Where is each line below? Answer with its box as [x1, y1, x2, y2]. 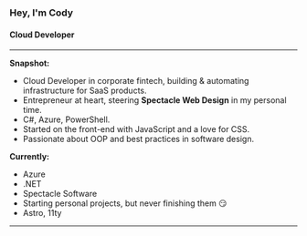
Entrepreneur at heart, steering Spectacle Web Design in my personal [22, 95, 287, 106]
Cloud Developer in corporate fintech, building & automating [22, 76, 249, 87]
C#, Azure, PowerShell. [22, 114, 111, 125]
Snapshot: [9, 57, 50, 69]
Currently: [9, 151, 50, 162]
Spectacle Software [22, 189, 98, 200]
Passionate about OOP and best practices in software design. [22, 134, 254, 145]
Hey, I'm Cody [9, 6, 74, 19]
